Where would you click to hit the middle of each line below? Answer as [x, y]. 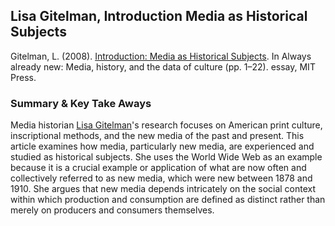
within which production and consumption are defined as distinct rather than [168, 200]
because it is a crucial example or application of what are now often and [158, 168]
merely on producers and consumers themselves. [112, 210]
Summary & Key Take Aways [81, 103]
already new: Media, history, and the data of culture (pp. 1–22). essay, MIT [163, 66]
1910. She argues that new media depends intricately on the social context [163, 189]
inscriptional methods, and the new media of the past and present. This [157, 136]
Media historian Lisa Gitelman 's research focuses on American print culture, [166, 125]
